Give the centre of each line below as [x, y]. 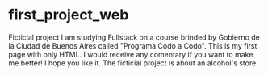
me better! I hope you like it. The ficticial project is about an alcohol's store [132, 63]
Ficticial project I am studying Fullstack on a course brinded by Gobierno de [134, 37]
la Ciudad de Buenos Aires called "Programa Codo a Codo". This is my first [133, 45]
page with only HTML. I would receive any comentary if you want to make [131, 54]
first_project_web [69, 15]
